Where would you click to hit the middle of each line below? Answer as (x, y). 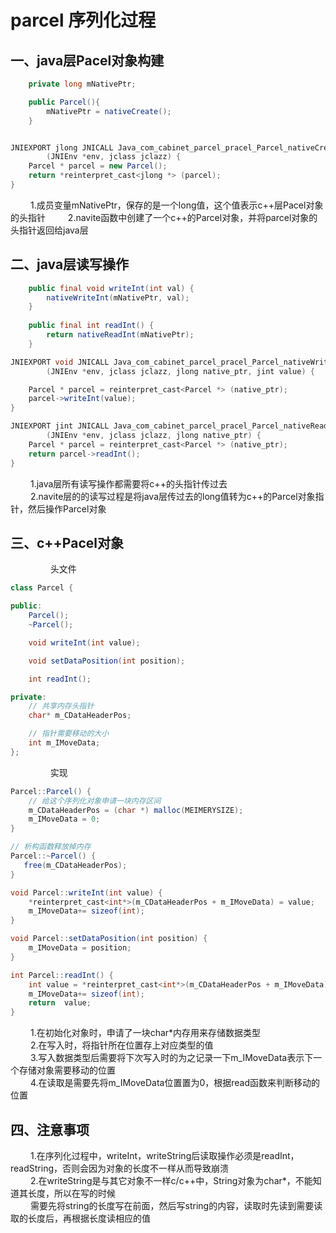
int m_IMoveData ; (64, 743)
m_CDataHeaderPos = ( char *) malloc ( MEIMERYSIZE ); (136, 810)
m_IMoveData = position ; (80, 948)
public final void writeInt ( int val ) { (111, 288)
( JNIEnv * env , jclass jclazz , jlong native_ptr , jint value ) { (180, 371)
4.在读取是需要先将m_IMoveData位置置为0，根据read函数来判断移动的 (175, 1083)
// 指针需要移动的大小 (69, 734)
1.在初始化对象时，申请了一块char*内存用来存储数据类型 (145, 1033)
